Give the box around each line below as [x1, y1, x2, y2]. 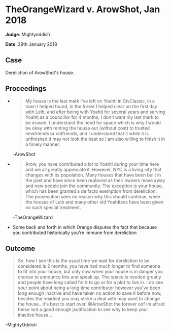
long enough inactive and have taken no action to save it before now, [17, 290, 162, 296]
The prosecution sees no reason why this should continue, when [25, 193, 161, 199]
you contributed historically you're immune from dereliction [12, 229, 137, 236]
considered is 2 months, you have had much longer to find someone [17, 263, 161, 269]
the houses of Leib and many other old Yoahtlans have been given [25, 199, 164, 205]
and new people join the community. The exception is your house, [25, 183, 163, 189]
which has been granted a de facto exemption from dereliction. [25, 188, 157, 194]
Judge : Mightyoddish [5, 31, 50, 37]
